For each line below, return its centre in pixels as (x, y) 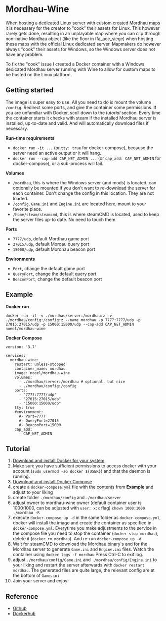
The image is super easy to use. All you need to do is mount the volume (78, 102)
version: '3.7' (21, 347)
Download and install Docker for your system (59, 461)
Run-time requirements (30, 138)
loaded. (21, 198)
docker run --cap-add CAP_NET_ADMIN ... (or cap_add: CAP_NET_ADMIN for (87, 158)
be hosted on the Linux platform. (39, 74)
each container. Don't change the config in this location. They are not (83, 193)
